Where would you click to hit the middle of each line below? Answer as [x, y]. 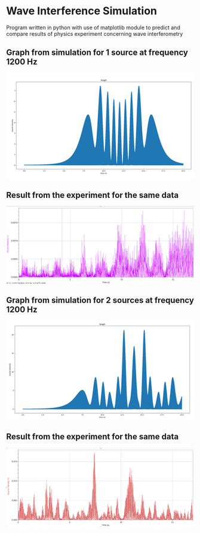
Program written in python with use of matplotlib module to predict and [93, 27]
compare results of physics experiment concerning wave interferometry [95, 33]
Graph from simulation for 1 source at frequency [97, 53]
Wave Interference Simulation [81, 11]
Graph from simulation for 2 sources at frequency [100, 300]
